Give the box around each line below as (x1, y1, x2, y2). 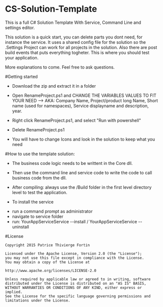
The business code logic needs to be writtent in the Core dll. (12, 160, 133, 166)
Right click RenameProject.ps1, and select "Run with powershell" (12, 117, 142, 123)
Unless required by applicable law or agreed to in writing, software (5, 276, 151, 282)
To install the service (12, 199, 54, 205)
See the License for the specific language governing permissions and (5, 293, 151, 299)
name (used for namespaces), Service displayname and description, (12, 103, 149, 108)
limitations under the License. (5, 298, 70, 303)
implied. (5, 289, 23, 294)
